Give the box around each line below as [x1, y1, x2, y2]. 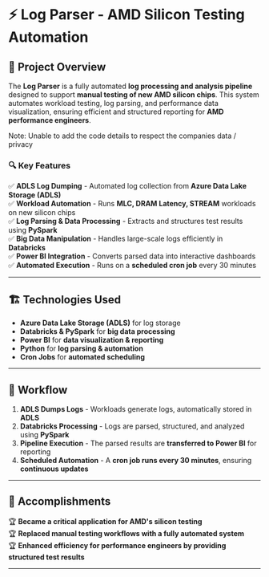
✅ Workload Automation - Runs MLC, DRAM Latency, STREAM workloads [8, 199, 256, 209]
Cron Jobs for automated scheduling [19, 352, 146, 362]
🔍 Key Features [8, 160, 70, 171]
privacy [8, 140, 34, 148]
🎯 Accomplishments [8, 494, 111, 509]
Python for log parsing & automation [19, 343, 144, 353]
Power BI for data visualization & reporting [19, 335, 164, 345]
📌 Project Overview [8, 60, 106, 74]
